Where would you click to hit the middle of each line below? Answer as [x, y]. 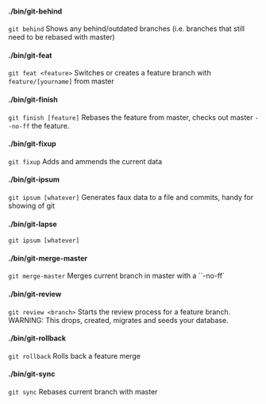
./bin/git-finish [33, 100]
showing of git [32, 206]
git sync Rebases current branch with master [83, 392]
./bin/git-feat [30, 55]
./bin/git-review [35, 294]
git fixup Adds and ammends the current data [85, 161]
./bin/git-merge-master [48, 258]
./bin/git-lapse [33, 224]
